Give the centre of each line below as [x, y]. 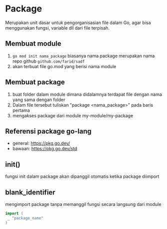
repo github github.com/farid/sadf [48, 61]
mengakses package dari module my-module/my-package [73, 115]
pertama [21, 110]
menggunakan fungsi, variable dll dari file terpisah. [57, 28]
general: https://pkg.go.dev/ [41, 143]
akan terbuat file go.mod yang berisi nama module [64, 66]
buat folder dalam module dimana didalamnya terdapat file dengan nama [87, 94]
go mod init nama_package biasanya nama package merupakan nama [83, 56]
